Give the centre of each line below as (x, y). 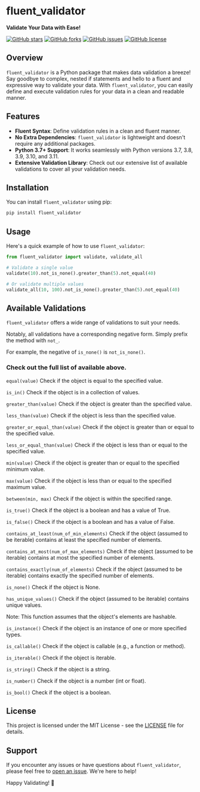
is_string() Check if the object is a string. (59, 669)
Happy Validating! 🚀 (30, 783)
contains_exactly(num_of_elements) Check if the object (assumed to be (94, 569)
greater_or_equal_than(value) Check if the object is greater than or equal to (100, 427)
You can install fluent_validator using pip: (59, 202)
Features (23, 117)
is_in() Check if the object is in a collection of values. (73, 392)
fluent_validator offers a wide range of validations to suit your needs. (93, 323)
